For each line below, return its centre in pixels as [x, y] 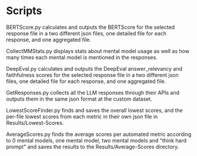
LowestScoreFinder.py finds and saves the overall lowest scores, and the [95, 110]
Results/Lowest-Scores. [35, 122]
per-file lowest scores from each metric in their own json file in [82, 117]
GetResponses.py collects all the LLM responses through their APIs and [93, 92]
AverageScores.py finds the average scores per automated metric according [99, 134]
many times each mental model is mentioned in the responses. [82, 57]
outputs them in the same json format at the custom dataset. [79, 99]
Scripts [24, 11]
